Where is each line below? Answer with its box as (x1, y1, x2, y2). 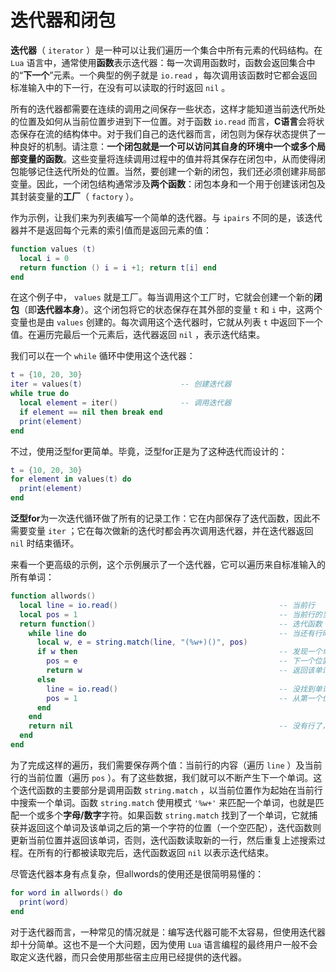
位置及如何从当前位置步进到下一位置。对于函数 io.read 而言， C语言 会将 (18, 115, 317, 127)
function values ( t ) (10, 244, 97, 254)
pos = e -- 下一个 (46, 656, 315, 666)
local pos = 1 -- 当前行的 (19, 609, 323, 620)
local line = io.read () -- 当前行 (19, 600, 315, 610)
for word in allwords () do (10, 887, 123, 898)
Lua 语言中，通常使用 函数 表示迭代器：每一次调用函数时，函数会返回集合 (10, 56, 307, 68)
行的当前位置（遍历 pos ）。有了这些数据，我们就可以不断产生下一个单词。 (10, 771, 314, 783)
